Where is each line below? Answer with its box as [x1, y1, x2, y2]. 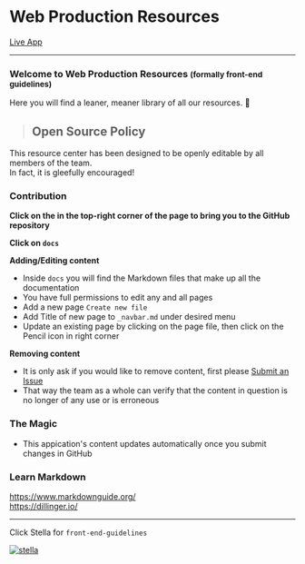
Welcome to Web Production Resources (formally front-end [9, 67, 263, 80]
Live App [9, 36, 43, 47]
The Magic [9, 418, 57, 430]
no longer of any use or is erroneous [22, 395, 160, 406]
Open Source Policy [31, 124, 146, 139]
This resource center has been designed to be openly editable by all [9, 148, 264, 159]
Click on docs [9, 238, 59, 249]
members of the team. [9, 157, 93, 169]
